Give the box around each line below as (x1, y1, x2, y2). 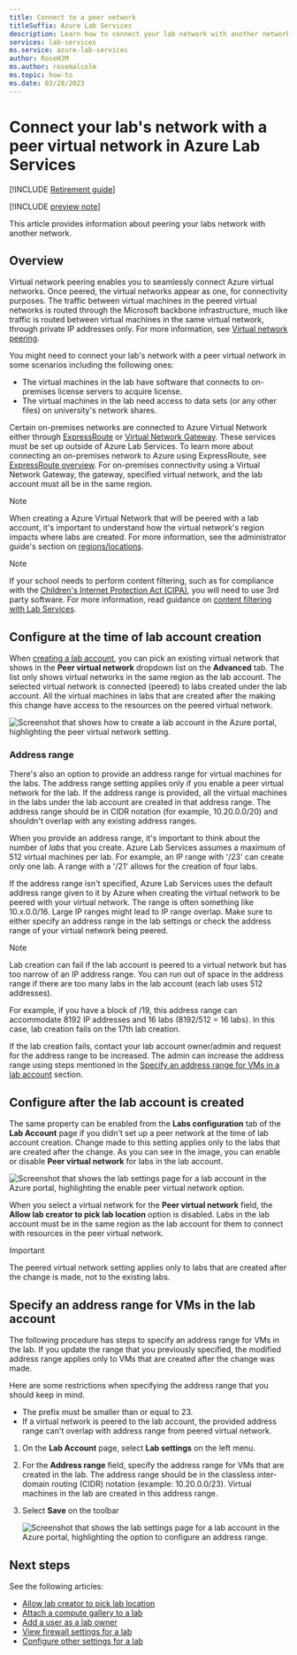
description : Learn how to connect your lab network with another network (9, 29, 291, 38)
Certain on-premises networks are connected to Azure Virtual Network (9, 422, 268, 433)
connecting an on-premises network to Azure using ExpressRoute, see (9, 451, 267, 461)
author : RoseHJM (9, 54, 69, 63)
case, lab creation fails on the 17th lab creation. (9, 1024, 181, 1034)
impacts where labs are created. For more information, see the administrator (9, 532, 287, 543)
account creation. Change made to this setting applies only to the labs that (9, 1137, 280, 1148)
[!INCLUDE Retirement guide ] (9, 183, 116, 195)
